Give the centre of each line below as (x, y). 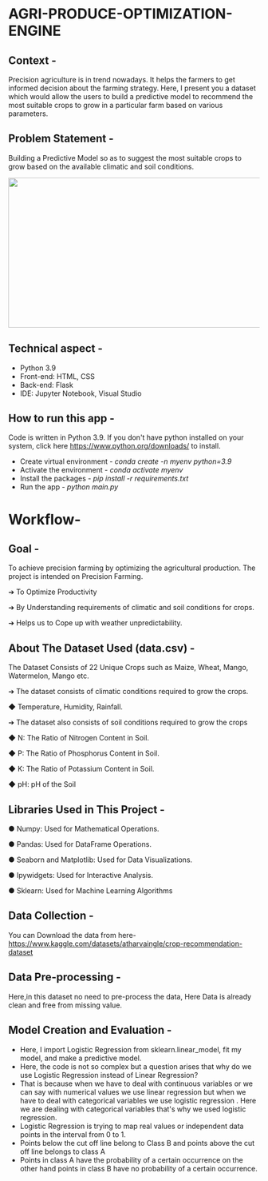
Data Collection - (51, 916)
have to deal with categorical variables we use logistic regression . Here (138, 1100)
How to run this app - (61, 419)
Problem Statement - (61, 139)
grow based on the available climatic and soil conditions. (101, 166)
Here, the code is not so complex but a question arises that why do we (136, 1066)
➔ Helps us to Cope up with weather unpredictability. (95, 623)
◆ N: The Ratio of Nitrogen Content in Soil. (79, 738)
